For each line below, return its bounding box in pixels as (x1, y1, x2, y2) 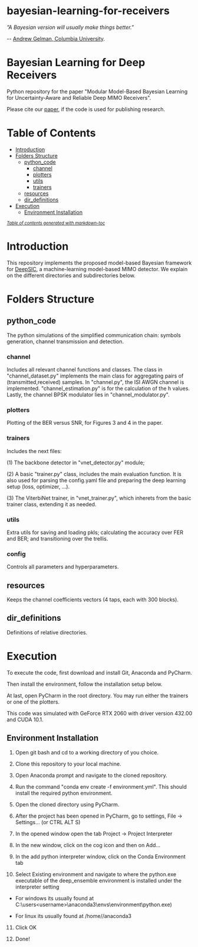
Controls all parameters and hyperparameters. (6, 563, 119, 571)
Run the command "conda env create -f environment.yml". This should (15, 783, 187, 790)
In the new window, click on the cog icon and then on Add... (15, 841, 161, 848)
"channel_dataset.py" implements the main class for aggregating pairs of (6, 372, 184, 379)
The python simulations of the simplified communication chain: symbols (6, 331, 181, 339)
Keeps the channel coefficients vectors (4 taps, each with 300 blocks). (6, 596, 179, 603)
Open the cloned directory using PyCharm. (15, 800, 120, 808)
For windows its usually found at (15, 894, 94, 902)
